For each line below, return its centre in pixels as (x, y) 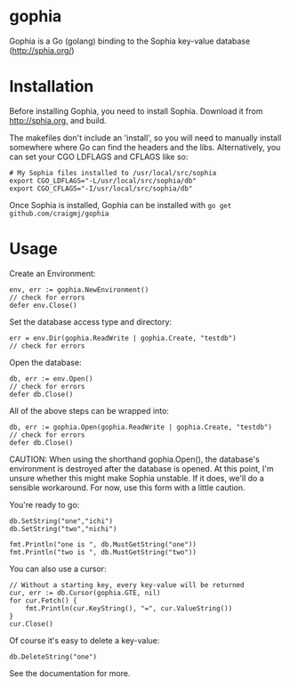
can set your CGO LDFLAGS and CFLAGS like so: (99, 157)
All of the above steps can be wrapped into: (89, 410)
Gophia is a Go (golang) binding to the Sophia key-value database (130, 41)
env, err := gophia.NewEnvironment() (79, 290)
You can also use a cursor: (58, 569)
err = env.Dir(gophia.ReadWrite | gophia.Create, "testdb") (123, 338)
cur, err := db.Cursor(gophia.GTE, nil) (85, 593)
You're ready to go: (44, 504)
